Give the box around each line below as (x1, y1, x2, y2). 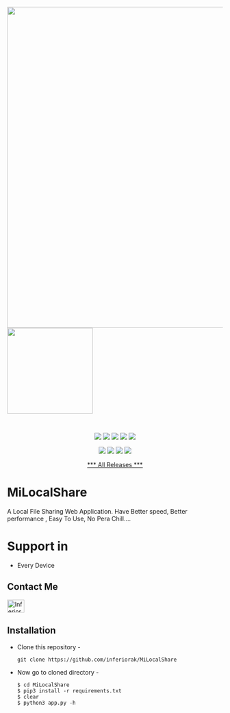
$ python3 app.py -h (16, 699, 76, 706)
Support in (7, 538, 68, 554)
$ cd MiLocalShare (16, 681, 70, 688)
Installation (7, 625, 56, 636)
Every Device (16, 561, 55, 569)
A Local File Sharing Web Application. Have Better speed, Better (7, 507, 188, 515)
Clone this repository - (16, 642, 81, 651)
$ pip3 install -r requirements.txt (16, 687, 122, 695)
